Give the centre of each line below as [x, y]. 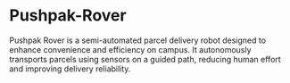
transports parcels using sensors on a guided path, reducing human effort [145, 59]
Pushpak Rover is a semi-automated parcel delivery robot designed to [137, 40]
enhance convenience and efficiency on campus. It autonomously [130, 49]
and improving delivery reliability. [70, 69]
